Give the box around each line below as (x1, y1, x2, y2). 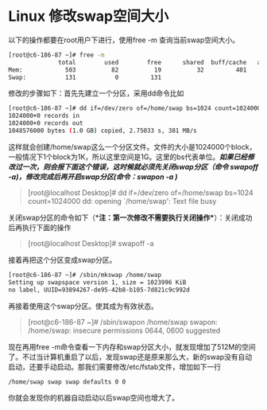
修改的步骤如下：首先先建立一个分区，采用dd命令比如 (8, 88, 184, 98)
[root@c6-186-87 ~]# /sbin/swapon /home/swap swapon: (27, 317, 219, 326)
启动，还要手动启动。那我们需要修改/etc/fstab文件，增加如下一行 (8, 361, 222, 371)
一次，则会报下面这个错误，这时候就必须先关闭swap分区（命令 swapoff (21, 162, 259, 171)
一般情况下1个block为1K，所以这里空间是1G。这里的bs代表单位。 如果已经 (8, 152, 248, 162)
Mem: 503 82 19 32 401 (8, 65, 247, 74)
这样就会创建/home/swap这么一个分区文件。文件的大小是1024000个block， (8, 142, 257, 151)
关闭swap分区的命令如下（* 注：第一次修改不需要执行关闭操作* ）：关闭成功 (8, 213, 253, 222)
